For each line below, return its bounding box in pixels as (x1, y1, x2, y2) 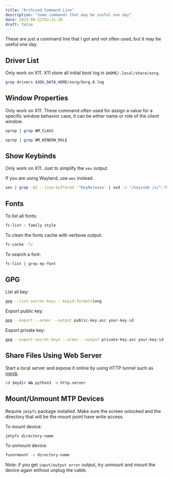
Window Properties (5, 94, 69, 102)
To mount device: (5, 423, 42, 429)
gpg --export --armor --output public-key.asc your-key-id (5, 318, 134, 323)
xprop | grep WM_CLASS (5, 128, 54, 133)
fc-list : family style (5, 223, 56, 228)
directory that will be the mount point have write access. (5, 413, 124, 420)
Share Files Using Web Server (5, 351, 102, 360)
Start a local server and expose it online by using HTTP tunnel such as (5, 365, 154, 371)
